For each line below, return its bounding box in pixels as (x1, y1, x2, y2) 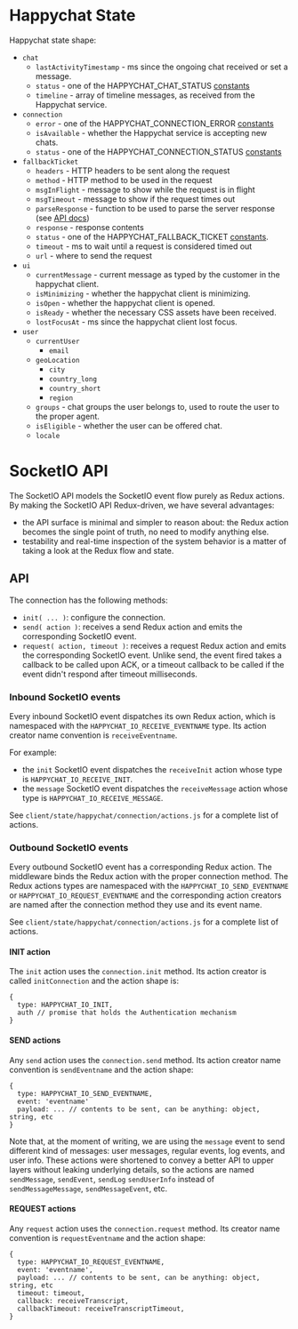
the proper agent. (35, 411, 100, 421)
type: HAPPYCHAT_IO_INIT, (17, 1001, 114, 1010)
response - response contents (35, 221, 144, 232)
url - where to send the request (35, 250, 153, 260)
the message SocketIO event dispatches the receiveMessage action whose (21, 783, 288, 794)
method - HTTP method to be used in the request (35, 174, 213, 185)
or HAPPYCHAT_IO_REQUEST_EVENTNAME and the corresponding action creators (9, 890, 282, 901)
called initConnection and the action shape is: (9, 975, 180, 987)
